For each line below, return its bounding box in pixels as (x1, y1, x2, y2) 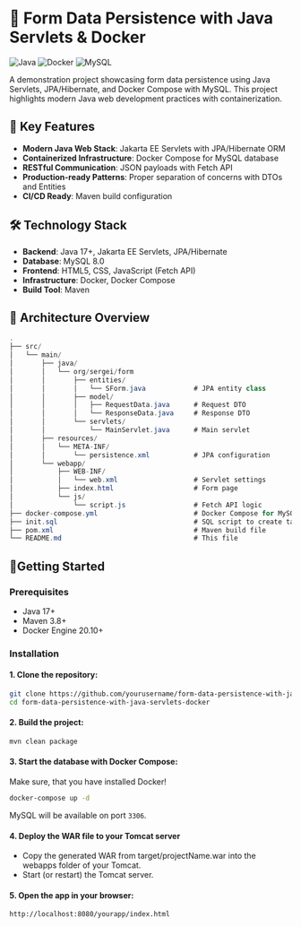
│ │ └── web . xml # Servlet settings (9, 475, 267, 485)
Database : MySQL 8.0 (21, 256, 105, 266)
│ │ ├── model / (9, 392, 115, 402)
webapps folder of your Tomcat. (21, 860, 142, 871)
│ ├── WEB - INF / (9, 467, 106, 476)
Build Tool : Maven (21, 284, 90, 295)
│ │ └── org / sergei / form (9, 367, 134, 376)
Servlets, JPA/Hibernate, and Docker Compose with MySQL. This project (9, 83, 278, 94)
